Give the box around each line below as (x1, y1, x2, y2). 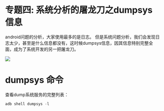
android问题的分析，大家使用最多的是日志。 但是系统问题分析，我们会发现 (5, 34, 156, 40)
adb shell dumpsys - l (5, 101, 50, 106)
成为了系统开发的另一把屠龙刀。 (13, 46, 79, 52)
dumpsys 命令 (5, 75, 64, 86)
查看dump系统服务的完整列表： (5, 91, 69, 97)
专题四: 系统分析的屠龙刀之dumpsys (5, 4, 153, 16)
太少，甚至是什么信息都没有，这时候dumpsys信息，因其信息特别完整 (9, 40, 149, 46)
